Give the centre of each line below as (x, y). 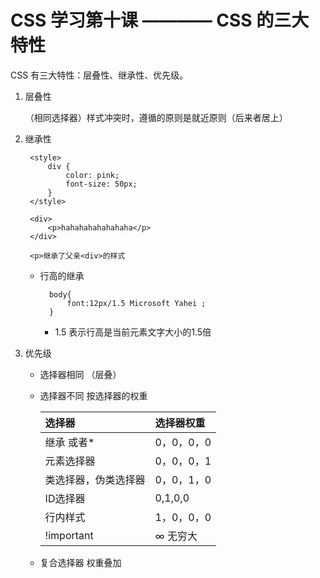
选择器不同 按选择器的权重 (93, 395)
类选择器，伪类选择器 (95, 479)
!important (69, 535)
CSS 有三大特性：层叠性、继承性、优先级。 (99, 75)
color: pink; (92, 175)
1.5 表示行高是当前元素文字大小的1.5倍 (133, 332)
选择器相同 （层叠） (80, 374)
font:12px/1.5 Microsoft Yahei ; (136, 303)
